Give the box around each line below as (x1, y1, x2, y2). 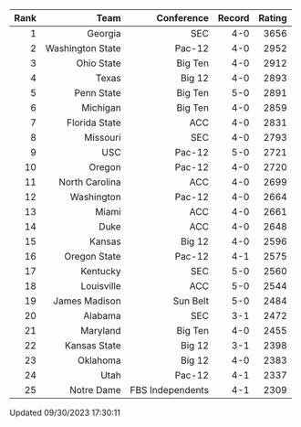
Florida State (67, 116, 121, 129)
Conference (156, 12, 210, 24)
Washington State (45, 42, 121, 54)
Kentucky (80, 265, 121, 277)
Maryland (80, 325, 121, 336)
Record (217, 12, 250, 24)
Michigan (81, 101, 121, 113)
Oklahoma (77, 354, 121, 367)
